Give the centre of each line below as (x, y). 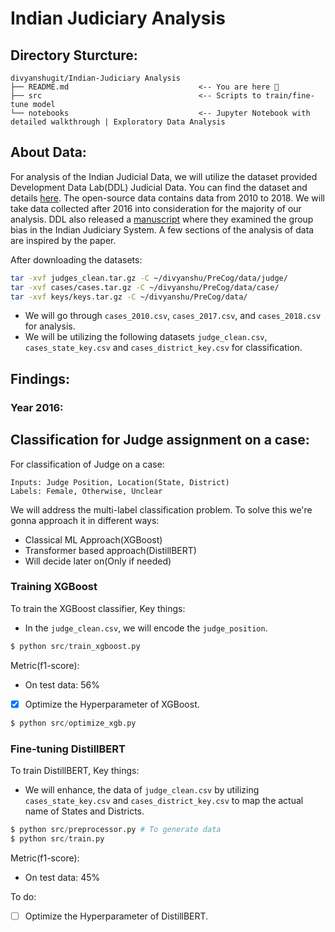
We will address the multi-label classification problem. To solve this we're (161, 509)
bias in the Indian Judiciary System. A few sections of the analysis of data (162, 229)
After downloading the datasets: (76, 259)
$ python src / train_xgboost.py (75, 646)
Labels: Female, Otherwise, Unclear (86, 491)
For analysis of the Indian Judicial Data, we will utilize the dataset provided (164, 176)
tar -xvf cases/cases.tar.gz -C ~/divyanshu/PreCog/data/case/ (145, 287)
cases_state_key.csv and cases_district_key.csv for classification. (163, 348)
